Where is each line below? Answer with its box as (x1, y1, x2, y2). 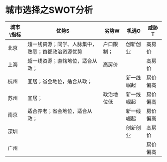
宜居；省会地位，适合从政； (27, 78, 92, 85)
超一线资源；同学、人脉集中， (27, 41, 97, 48)
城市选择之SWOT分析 (5, 4, 93, 16)
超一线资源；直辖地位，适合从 (27, 57, 97, 64)
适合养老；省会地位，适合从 (27, 108, 92, 114)
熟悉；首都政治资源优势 (27, 48, 83, 55)
